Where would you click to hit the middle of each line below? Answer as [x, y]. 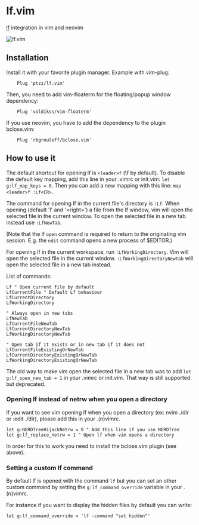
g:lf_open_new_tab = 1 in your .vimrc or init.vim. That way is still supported [98, 377]
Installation [27, 58]
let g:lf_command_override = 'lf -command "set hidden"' [78, 516]
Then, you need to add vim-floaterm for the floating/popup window [88, 94]
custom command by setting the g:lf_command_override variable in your [94, 487]
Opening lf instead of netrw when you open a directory [87, 400]
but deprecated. [26, 384]
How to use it [31, 159]
